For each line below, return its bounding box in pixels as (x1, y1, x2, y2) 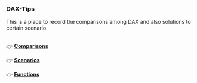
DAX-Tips (6, 5, 35, 13)
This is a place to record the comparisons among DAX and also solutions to (6, 18, 191, 25)
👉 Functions (6, 71, 40, 78)
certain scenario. (6, 24, 48, 31)
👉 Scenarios (6, 57, 40, 64)
